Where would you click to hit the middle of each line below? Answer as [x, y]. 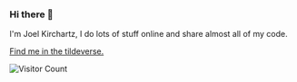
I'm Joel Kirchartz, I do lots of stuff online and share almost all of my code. [148, 34]
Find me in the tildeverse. [57, 51]
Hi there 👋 [32, 14]
